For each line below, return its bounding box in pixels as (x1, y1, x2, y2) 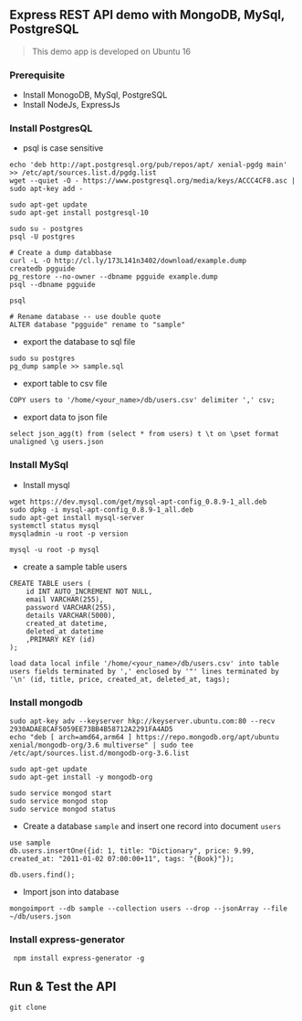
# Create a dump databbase (9, 249, 112, 258)
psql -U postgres (9, 232, 76, 241)
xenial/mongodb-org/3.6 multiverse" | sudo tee (9, 740, 194, 750)
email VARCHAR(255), (26, 594, 104, 604)
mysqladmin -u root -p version (9, 529, 129, 538)
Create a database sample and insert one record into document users (22, 821, 281, 831)
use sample (9, 838, 51, 847)
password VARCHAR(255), (26, 602, 117, 612)
